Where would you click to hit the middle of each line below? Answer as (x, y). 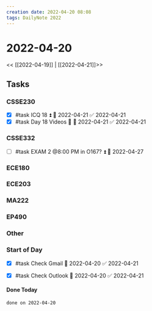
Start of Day (24, 250)
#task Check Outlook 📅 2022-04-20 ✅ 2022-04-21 (79, 275)
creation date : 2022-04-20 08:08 (49, 12)
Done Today (22, 290)
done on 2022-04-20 (31, 303)
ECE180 (18, 168)
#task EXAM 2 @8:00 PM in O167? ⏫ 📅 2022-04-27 (79, 151)
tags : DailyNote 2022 (34, 18)
